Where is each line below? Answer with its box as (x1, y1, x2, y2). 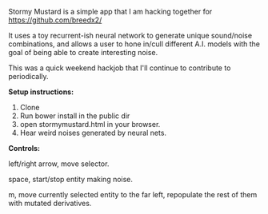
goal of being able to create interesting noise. (8, 48, 158, 57)
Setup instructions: (8, 87, 74, 97)
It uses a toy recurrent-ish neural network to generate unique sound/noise (8, 31, 253, 40)
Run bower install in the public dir (19, 111, 130, 121)
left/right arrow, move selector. (8, 159, 110, 168)
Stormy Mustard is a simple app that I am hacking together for (8, 7, 213, 16)
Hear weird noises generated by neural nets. (19, 128, 166, 137)
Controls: (8, 144, 41, 153)
